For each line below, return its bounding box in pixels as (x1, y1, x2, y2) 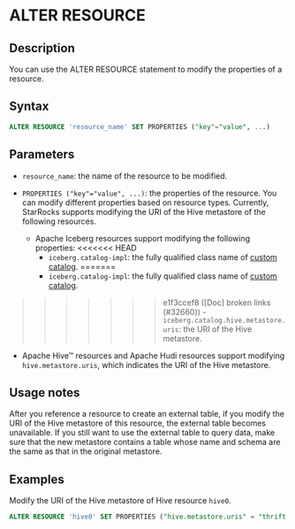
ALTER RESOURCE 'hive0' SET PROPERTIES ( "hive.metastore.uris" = (9, 512, 254, 522)
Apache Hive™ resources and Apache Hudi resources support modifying (21, 350, 285, 361)
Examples (9, 471, 64, 487)
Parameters (9, 147, 75, 162)
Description (9, 41, 75, 56)
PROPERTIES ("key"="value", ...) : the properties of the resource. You (21, 188, 277, 198)
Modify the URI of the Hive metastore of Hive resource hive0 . (9, 495, 231, 506)
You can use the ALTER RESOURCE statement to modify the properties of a (9, 64, 283, 74)
